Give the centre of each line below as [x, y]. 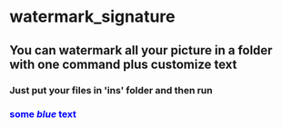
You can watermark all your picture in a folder [141, 50]
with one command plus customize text [123, 64]
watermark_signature [92, 17]
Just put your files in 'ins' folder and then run [111, 90]
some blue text [43, 114]
